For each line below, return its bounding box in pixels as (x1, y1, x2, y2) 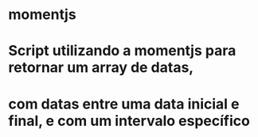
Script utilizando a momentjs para (8, 42, 236, 60)
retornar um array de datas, (8, 59, 194, 77)
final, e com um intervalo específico (8, 112, 251, 130)
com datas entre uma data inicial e (8, 95, 240, 112)
